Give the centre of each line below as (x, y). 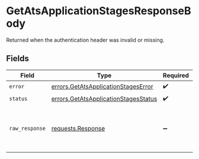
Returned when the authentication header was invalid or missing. (85, 40)
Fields (18, 58)
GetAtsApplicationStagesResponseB (99, 11)
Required (176, 75)
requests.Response (78, 128)
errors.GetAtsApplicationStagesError (102, 87)
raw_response (28, 128)
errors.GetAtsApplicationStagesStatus (104, 99)
